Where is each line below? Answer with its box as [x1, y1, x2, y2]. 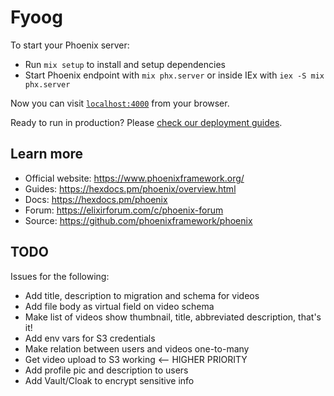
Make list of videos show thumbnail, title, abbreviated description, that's [24, 311, 322, 323]
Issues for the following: [10, 270, 110, 282]
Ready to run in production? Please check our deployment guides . [10, 116, 283, 128]
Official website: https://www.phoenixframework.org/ [24, 172, 245, 184]
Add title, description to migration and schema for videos [24, 289, 260, 301]
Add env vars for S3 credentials [24, 332, 156, 344]
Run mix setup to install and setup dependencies [24, 58, 226, 70]
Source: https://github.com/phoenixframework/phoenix [24, 214, 253, 226]
